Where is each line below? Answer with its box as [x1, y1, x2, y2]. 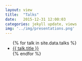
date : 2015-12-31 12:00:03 [5, 17, 66, 22]
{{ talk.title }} [12, 45, 39, 51]
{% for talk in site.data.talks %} [12, 40, 76, 46]
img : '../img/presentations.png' [5, 26, 75, 31]
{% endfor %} [12, 51, 41, 57]
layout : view [5, 7, 32, 13]
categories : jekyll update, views [5, 21, 77, 27]
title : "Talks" [5, 12, 39, 17]
